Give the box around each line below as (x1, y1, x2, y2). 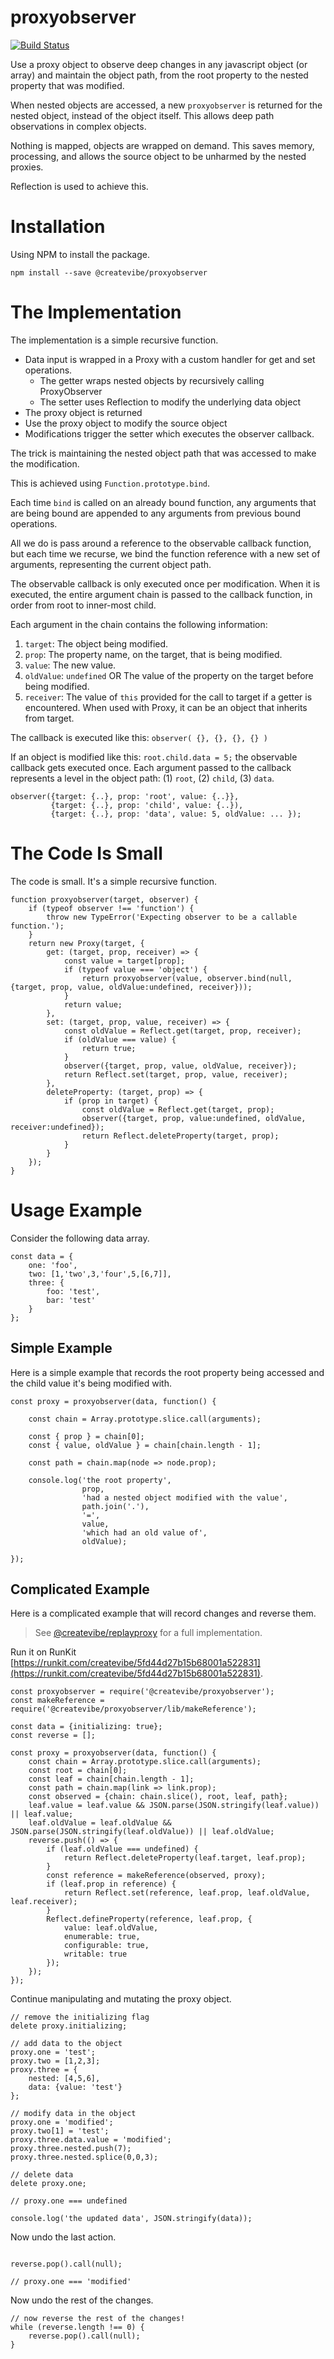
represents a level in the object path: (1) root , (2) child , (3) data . (10, 772, 275, 784)
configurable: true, (63, 1941, 150, 1951)
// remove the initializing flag (10, 2012, 150, 2023)
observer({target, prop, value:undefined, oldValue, (81, 1113, 307, 1123)
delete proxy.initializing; (10, 2021, 128, 2031)
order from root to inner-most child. (10, 599, 157, 611)
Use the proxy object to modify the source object (24, 417, 228, 429)
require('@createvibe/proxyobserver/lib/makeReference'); (10, 1704, 257, 1715)
